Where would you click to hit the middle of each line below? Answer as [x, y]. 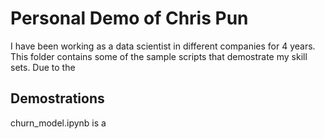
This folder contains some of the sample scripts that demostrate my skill [159, 56]
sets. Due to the [43, 67]
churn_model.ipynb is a [58, 123]
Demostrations [57, 98]
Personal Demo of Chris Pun [129, 18]
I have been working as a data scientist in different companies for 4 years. [163, 46]
